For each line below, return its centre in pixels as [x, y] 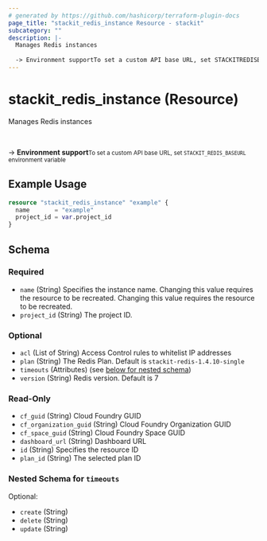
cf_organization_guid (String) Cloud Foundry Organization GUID [126, 424]
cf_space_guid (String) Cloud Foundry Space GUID [102, 433]
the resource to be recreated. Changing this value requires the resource [137, 298]
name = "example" [54, 210]
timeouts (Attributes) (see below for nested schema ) [106, 370]
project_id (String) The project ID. [76, 314]
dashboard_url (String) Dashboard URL [83, 442]
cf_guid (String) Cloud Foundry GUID [80, 416]
